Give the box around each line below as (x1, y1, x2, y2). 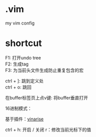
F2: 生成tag (5, 61, 29, 67)
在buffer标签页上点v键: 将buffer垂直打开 (5, 94, 88, 100)
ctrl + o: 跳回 (5, 84, 32, 90)
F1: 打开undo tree (5, 54, 41, 60)
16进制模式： (5, 105, 32, 111)
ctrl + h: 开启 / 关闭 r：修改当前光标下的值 (5, 126, 91, 132)
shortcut (5, 37, 42, 49)
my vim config (5, 20, 35, 26)
